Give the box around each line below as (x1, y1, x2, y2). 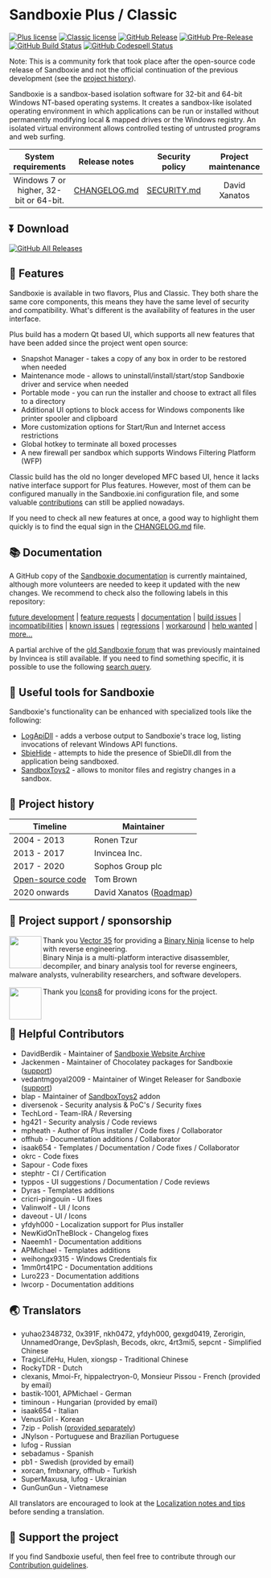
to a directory (20, 396, 66, 406)
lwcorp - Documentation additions (20, 1279, 135, 1289)
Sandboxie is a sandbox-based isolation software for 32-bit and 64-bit (9, 89, 243, 98)
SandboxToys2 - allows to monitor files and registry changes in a (20, 765, 236, 775)
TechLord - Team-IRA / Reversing (20, 1108, 132, 1118)
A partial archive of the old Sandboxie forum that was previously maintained (9, 645, 261, 655)
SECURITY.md (146, 184, 202, 196)
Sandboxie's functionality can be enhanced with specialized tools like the (9, 707, 253, 717)
